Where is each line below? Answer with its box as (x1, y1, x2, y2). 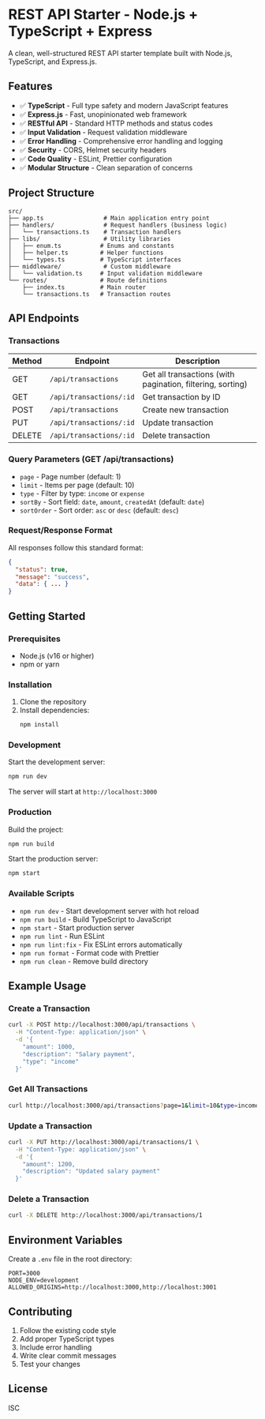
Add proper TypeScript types (19, 1334, 114, 1343)
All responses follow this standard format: (8, 542, 144, 552)
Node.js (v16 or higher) (19, 651, 95, 660)
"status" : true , (15, 565, 69, 573)
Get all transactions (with (142, 369, 235, 380)
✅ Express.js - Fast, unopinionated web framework (19, 109, 188, 119)
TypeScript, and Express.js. (8, 57, 97, 66)
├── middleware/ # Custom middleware (8, 262, 171, 270)
